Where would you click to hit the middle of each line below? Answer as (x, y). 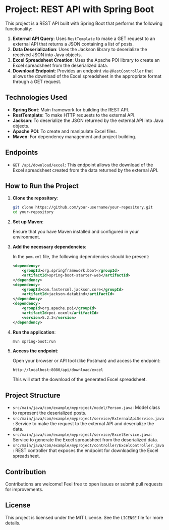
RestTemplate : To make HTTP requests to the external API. (74, 115)
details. (13, 523)
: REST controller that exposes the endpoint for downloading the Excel (86, 451)
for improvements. (24, 489)
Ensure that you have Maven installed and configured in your (76, 232)
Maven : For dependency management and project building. (74, 136)
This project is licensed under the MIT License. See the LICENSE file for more (84, 517)
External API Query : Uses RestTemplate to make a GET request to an (84, 38)
